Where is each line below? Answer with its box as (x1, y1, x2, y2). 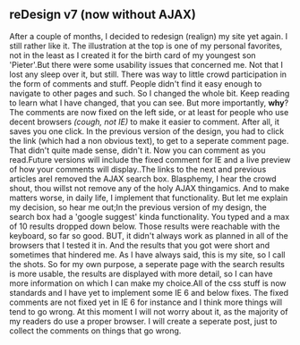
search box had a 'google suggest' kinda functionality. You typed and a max (9, 211, 290, 222)
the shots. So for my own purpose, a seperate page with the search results (9, 258, 285, 269)
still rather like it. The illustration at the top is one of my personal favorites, (9, 40, 283, 51)
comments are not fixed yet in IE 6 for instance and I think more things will (9, 297, 283, 307)
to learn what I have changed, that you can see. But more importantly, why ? (9, 97, 289, 108)
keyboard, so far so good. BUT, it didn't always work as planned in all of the (9, 230, 288, 240)
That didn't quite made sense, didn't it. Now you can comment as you (9, 145, 266, 156)
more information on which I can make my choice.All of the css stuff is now (9, 277, 287, 289)
